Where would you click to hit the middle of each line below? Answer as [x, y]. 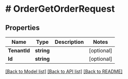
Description [69, 42]
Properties [23, 28]
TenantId [19, 50]
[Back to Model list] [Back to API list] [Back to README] [64, 71]
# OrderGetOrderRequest [60, 9]
